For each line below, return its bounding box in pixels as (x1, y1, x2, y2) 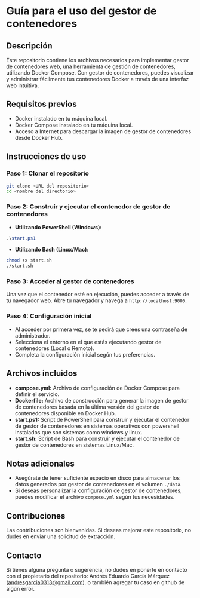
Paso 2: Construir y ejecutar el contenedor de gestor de (6, 203, 171, 211)
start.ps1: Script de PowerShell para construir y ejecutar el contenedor (14, 416, 190, 423)
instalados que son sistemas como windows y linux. (14, 428, 143, 436)
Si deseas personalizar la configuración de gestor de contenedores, (14, 487, 182, 494)
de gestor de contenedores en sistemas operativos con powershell (14, 422, 180, 430)
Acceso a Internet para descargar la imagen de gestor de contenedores (14, 127, 192, 135)
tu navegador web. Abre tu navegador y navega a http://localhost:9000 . (6, 297, 187, 304)
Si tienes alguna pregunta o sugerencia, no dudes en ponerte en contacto (6, 566, 187, 574)
